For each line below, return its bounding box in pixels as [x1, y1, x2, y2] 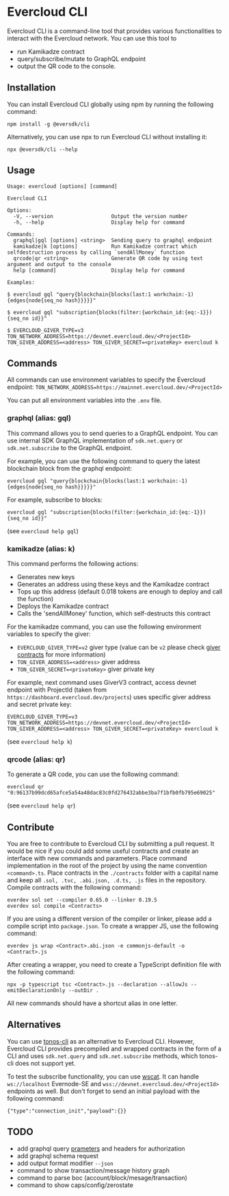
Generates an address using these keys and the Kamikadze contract [16, 580, 210, 588]
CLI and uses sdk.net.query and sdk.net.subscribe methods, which [7, 1051, 198, 1060]
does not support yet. [14, 1059, 76, 1067]
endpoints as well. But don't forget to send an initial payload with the [7, 1087, 200, 1095]
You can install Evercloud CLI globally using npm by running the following [7, 100, 214, 108]
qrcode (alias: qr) [7, 754, 66, 764]
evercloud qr [7, 784, 44, 790]
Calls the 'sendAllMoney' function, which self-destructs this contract [16, 609, 211, 618]
